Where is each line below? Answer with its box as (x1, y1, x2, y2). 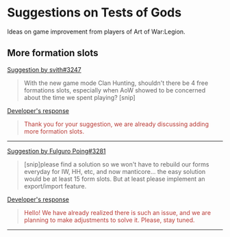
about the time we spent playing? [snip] (23, 93, 136, 101)
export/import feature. (23, 182, 87, 190)
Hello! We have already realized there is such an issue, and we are (23, 208, 211, 216)
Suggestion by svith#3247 (7, 65, 81, 73)
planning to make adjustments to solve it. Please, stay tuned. (23, 216, 195, 224)
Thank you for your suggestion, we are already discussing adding (23, 120, 209, 128)
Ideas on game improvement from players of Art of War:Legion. (7, 27, 186, 36)
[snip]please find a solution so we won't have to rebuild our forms (23, 160, 209, 169)
